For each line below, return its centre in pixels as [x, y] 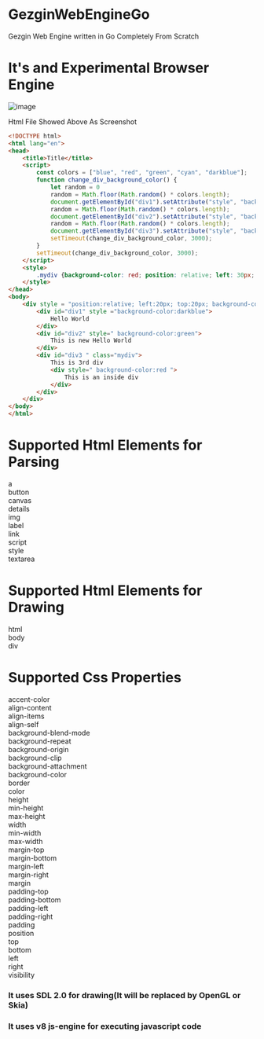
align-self [24, 724]
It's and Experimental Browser [109, 68]
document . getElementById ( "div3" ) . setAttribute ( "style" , [143, 231]
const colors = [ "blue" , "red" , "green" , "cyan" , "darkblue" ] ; [142, 173]
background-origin [38, 749]
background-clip [35, 758]
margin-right [29, 875]
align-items [26, 716]
